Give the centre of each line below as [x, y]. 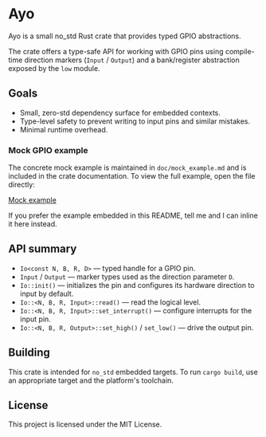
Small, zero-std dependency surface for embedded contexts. [120, 112]
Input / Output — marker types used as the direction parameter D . [127, 277]
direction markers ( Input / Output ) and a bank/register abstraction [132, 60]
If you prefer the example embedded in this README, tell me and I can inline [133, 215]
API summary [43, 249]
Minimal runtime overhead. [64, 129]
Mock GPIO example [49, 150]
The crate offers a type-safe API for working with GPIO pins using [116, 51]
